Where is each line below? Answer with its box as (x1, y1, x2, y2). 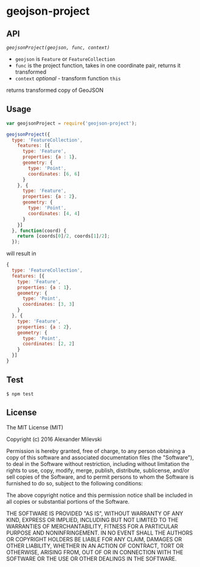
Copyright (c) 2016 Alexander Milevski (6, 435, 102, 443)
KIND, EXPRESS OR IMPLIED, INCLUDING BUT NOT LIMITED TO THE (6, 516, 179, 523)
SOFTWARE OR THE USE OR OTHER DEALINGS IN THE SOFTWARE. (6, 555, 177, 562)
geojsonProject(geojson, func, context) (6, 44, 111, 51)
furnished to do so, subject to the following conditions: (6, 479, 143, 487)
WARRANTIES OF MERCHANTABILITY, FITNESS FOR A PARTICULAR (6, 523, 178, 530)
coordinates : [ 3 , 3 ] (22, 301, 75, 308)
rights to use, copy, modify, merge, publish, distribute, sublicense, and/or (6, 467, 190, 474)
